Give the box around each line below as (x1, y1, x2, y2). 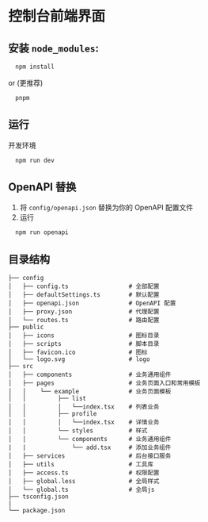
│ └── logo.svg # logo (8, 355, 150, 363)
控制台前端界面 (8, 7, 106, 25)
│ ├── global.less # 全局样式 (8, 477, 160, 485)
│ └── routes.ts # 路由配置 (8, 316, 160, 324)
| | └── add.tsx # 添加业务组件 (8, 443, 172, 451)
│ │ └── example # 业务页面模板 (8, 387, 172, 395)
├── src (8, 362, 34, 370)
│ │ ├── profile (8, 409, 97, 417)
